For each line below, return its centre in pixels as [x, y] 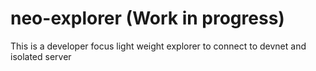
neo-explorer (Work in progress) [147, 18]
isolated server [41, 56]
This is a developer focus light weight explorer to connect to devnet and [158, 46]
